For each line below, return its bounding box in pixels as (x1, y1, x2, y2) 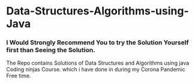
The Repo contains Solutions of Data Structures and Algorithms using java (6, 59, 190, 67)
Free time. (6, 72, 31, 79)
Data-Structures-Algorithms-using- (6, 4, 189, 18)
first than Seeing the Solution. (6, 46, 95, 55)
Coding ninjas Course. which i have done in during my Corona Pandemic (6, 66, 185, 73)
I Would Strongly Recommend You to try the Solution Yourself (6, 38, 189, 47)
